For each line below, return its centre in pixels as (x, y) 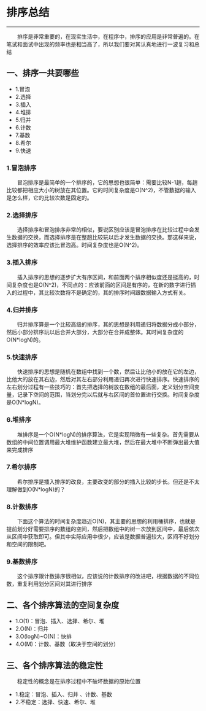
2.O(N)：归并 (32, 629)
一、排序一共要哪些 (43, 73)
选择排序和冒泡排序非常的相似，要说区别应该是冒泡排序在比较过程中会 (106, 230)
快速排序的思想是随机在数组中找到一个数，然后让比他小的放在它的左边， (109, 371)
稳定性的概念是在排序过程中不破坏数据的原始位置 (79, 682)
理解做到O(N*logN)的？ (36, 489)
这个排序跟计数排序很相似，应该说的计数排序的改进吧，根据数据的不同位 (109, 576)
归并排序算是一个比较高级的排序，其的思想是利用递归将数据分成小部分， (109, 324)
